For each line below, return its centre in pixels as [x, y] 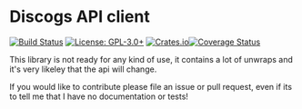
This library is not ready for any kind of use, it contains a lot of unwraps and [151, 59]
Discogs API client [80, 17]
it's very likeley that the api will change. [83, 69]
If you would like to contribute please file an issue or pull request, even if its [151, 86]
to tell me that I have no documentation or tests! [99, 96]
